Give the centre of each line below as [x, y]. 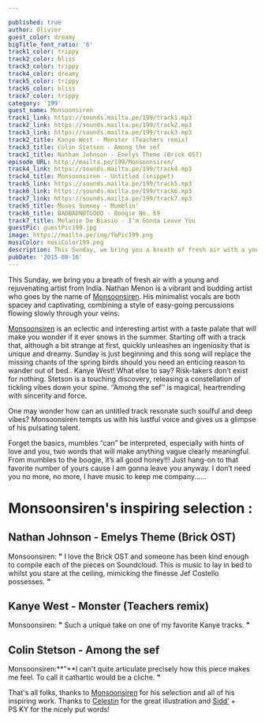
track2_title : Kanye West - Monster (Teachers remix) [99, 140]
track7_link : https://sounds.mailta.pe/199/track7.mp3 [100, 198]
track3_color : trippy [44, 67]
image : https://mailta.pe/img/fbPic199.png [81, 235]
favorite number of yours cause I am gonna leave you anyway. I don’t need [129, 468]
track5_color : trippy [44, 81]
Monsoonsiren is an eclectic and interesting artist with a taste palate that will [132, 328]
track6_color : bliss [42, 88]
